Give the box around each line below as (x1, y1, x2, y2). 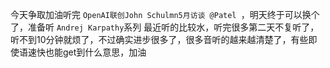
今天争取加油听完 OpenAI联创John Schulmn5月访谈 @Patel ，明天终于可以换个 (10, 9, 320, 20)
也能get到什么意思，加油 (44, 46, 147, 58)
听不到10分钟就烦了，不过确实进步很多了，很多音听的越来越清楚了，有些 (10, 34, 309, 45)
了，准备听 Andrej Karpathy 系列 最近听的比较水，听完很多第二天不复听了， (10, 21, 320, 33)
